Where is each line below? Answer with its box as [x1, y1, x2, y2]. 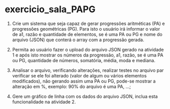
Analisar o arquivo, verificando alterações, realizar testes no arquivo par [12, 67, 164, 73]
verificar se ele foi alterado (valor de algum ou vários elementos [12, 72, 147, 78]
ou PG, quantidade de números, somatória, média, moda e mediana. [12, 57, 156, 63]
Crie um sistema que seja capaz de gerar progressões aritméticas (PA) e [12, 20, 165, 26]
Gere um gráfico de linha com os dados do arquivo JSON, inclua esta [12, 93, 158, 99]
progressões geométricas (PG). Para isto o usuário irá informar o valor [12, 25, 160, 32]
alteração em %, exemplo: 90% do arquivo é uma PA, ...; [12, 83, 131, 90]
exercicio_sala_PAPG [5, 4, 95, 15]
